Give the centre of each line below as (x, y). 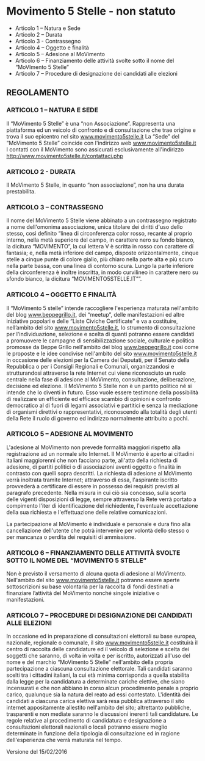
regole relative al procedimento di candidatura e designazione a (86, 721)
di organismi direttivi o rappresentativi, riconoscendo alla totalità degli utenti (102, 412)
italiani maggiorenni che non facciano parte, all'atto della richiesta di (92, 460)
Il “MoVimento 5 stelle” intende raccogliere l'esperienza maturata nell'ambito (103, 308)
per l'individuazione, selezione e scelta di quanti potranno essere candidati (100, 334)
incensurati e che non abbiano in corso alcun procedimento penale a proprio (103, 688)
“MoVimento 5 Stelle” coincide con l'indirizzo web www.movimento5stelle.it (101, 143)
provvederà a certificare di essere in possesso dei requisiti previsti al (93, 486)
